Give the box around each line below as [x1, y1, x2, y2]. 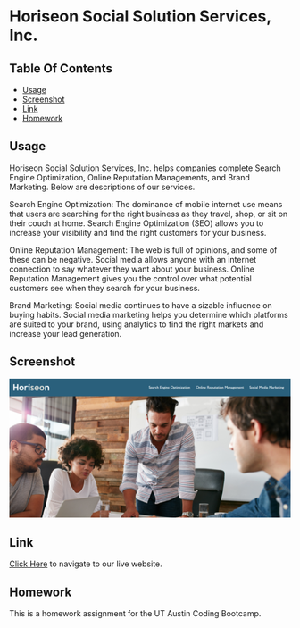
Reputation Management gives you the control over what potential [9, 272, 252, 283]
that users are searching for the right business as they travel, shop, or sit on [9, 208, 288, 219]
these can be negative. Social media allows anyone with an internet [9, 254, 257, 264]
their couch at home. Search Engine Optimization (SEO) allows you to [9, 217, 264, 229]
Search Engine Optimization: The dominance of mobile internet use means [9, 198, 283, 209]
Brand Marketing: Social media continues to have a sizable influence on [9, 299, 272, 310]
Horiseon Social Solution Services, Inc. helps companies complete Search [9, 163, 281, 173]
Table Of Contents [9, 61, 113, 76]
